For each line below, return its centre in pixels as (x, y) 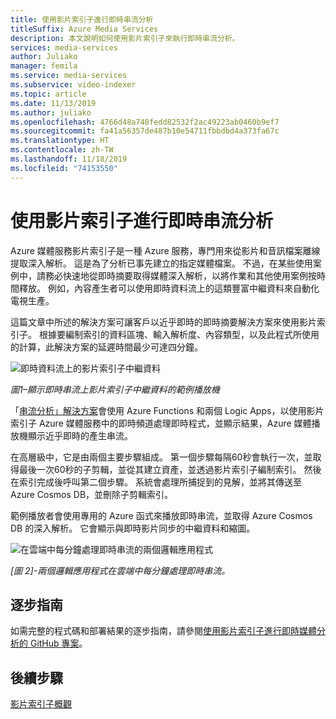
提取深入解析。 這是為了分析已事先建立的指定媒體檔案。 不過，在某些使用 (161, 263)
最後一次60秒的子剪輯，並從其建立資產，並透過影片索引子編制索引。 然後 (170, 469)
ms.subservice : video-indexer (73, 85)
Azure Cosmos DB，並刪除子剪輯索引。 (92, 494)
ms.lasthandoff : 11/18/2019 (69, 159)
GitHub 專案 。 (58, 643)
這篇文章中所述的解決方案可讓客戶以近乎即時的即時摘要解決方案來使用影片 (163, 322)
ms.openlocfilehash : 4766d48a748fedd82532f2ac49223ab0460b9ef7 (145, 122)
